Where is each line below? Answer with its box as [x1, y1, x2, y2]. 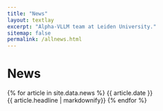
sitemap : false [7, 29, 51, 37]
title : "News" [7, 10, 49, 17]
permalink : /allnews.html [7, 36, 82, 43]
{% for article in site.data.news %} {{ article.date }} [7, 89, 153, 97]
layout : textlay [7, 17, 54, 24]
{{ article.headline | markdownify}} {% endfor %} [7, 96, 148, 105]
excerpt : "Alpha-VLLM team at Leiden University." [7, 23, 157, 30]
